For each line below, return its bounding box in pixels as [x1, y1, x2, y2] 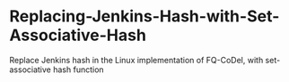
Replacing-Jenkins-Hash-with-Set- [9, 6, 280, 27]
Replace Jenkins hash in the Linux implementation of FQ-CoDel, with [9, 54, 264, 65]
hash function [52, 64, 105, 75]
